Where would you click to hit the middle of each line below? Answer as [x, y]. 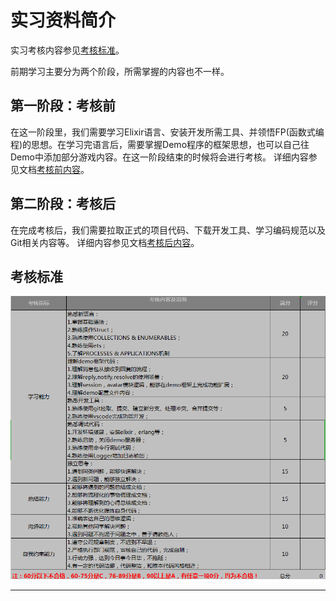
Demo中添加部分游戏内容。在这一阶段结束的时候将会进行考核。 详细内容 [159, 157]
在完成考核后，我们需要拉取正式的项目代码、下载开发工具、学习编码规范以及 [168, 230]
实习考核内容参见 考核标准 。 [67, 50]
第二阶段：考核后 [63, 204]
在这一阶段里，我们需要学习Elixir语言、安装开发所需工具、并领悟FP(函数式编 [167, 132]
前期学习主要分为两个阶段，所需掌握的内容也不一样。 [120, 71]
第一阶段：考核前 [63, 106]
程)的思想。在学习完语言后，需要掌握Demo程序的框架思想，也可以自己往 [160, 144]
